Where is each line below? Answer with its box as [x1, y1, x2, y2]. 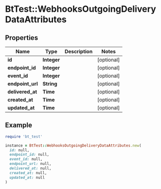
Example [5, 121, 32, 129]
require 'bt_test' [5, 134, 43, 139]
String [42, 80, 57, 87]
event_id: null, [9, 157, 43, 162]
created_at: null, [9, 170, 48, 175]
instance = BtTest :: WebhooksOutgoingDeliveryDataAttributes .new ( [5, 143, 141, 148]
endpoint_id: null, [9, 152, 50, 157]
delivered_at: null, [9, 166, 52, 171]
